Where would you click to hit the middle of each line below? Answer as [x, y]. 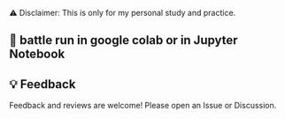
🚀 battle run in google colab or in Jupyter [123, 40]
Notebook [37, 54]
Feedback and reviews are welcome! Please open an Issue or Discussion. [143, 106]
